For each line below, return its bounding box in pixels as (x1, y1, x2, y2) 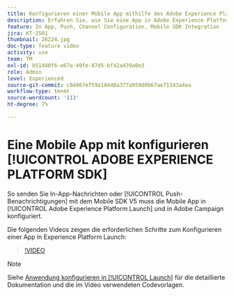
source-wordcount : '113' (7, 95, 79, 102)
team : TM (7, 56, 33, 63)
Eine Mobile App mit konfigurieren (7, 137, 209, 153)
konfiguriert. (7, 212, 43, 220)
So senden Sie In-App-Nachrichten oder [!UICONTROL (7, 189, 165, 198)
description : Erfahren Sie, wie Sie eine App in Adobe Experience (7, 17, 204, 24)
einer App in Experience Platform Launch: (7, 233, 127, 241)
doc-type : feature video (7, 42, 79, 49)
